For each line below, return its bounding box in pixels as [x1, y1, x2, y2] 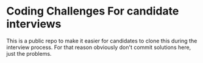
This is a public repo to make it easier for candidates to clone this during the [6, 37, 198, 44]
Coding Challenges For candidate [6, 4, 179, 18]
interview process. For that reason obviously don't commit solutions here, [6, 44, 191, 51]
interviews [6, 17, 62, 31]
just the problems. [6, 50, 52, 57]
